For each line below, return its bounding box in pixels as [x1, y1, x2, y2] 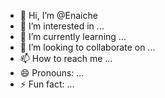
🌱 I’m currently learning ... [19, 31, 127, 42]
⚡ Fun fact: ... [19, 78, 75, 90]
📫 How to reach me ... [19, 53, 113, 64]
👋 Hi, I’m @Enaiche [19, 10, 98, 21]
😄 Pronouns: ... [19, 67, 85, 79]
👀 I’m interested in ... [19, 20, 105, 32]
